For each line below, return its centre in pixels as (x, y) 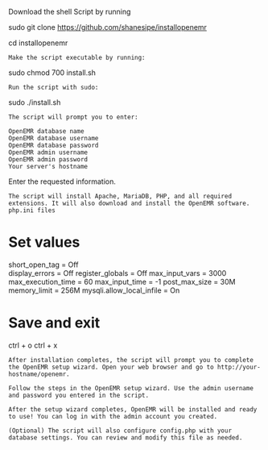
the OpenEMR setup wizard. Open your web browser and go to (111, 367)
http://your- (239, 367)
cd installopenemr (38, 43)
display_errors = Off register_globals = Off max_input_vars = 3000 (118, 273)
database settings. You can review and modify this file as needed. (126, 437)
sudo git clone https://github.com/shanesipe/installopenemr (108, 27)
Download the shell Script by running (70, 12)
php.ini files (32, 210)
